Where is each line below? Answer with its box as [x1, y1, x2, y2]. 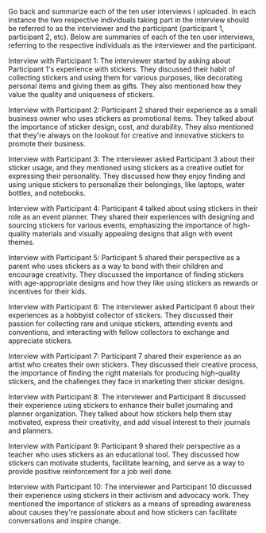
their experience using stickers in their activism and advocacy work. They [8, 491, 249, 500]
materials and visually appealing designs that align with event [32, 229, 233, 238]
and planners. [8, 426, 53, 435]
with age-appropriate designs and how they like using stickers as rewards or [8, 278, 259, 287]
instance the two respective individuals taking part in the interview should [8, 15, 249, 25]
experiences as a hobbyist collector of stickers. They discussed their [8, 310, 233, 320]
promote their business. [8, 139, 86, 148]
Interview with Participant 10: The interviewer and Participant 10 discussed [8, 482, 253, 492]
